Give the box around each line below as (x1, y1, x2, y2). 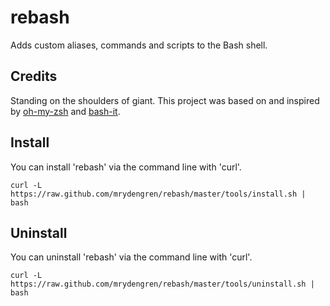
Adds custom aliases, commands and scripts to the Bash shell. (10, 39, 268, 51)
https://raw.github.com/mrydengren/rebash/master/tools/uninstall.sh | (10, 279, 315, 290)
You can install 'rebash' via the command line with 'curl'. (10, 161, 242, 173)
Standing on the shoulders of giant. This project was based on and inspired (10, 94, 320, 106)
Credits (10, 68, 58, 85)
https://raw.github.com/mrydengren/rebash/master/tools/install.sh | (10, 189, 307, 199)
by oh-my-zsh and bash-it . (10, 105, 121, 117)
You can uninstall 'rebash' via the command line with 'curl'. (10, 251, 253, 263)
